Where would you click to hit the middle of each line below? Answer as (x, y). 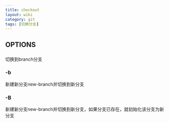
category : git (20, 19)
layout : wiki (19, 15)
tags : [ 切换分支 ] (22, 24)
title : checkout (22, 10)
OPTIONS (21, 44)
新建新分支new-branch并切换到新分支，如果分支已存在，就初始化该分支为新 (85, 109)
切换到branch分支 (24, 59)
